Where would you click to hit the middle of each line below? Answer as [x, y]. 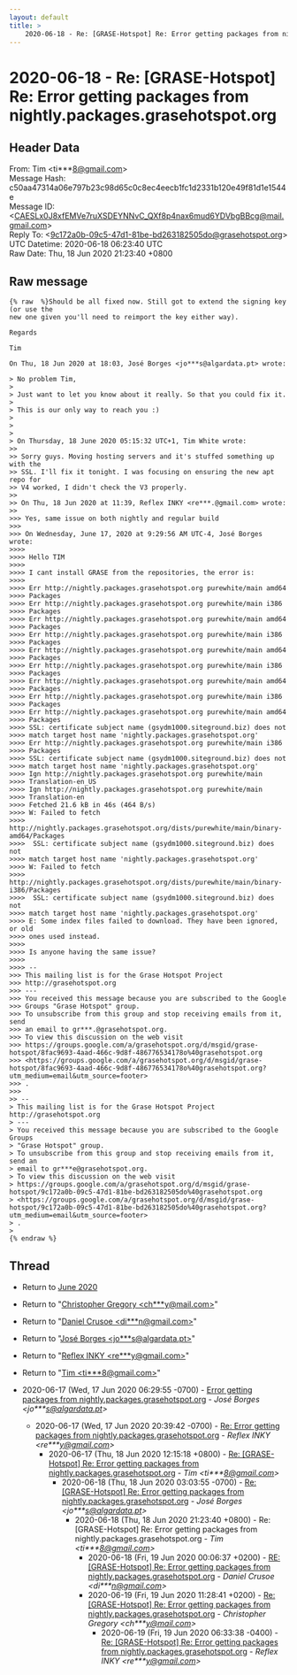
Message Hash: [38, 179]
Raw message [49, 281]
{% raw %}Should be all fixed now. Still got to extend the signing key [148, 302]
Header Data [45, 147]
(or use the [31, 310]
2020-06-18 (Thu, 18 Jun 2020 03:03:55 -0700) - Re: [159, 1482]
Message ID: [32, 207]
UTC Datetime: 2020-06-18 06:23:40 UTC [86, 244]
